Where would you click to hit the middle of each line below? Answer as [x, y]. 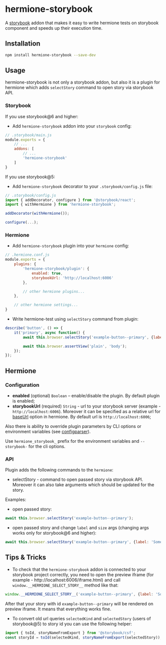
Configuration [22, 385]
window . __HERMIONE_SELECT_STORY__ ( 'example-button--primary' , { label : [79, 594]
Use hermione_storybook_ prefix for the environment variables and [72, 441]
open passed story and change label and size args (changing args [81, 528]
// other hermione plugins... [54, 291]
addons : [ [24, 149]
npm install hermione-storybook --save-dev [51, 55]
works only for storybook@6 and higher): [54, 533]
